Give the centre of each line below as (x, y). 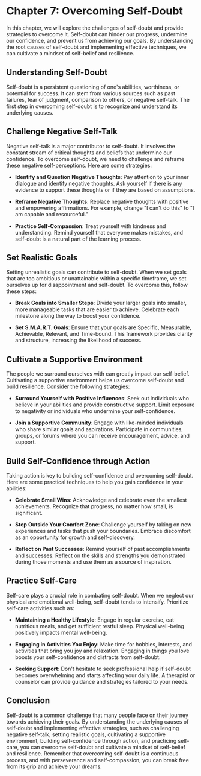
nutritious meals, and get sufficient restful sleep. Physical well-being (99, 626)
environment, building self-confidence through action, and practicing (91, 740)
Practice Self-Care (41, 581)
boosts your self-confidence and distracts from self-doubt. (88, 657)
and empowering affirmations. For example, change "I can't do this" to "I (104, 208)
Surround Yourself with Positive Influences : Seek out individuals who (102, 399)
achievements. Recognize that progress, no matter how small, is (94, 506)
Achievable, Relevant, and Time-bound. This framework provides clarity (104, 334)
